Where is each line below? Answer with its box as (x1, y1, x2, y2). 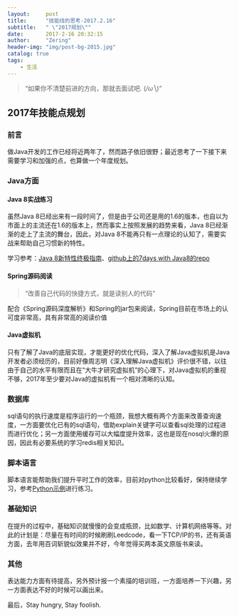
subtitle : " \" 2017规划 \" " (7, 24, 92, 31)
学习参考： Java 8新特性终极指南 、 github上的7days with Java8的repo (7, 254, 210, 262)
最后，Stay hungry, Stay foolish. (7, 600, 102, 610)
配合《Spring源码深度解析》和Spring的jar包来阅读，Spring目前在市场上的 (7, 304, 223, 312)
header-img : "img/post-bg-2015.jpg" (7, 43, 116, 51)
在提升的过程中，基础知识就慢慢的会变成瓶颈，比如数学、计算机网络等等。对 (7, 521, 232, 530)
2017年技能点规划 (7, 107, 85, 119)
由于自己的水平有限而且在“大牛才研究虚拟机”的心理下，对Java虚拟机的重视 (7, 365, 226, 374)
